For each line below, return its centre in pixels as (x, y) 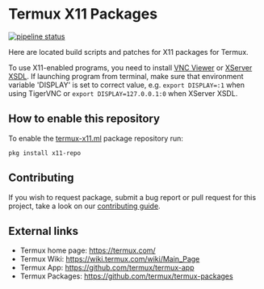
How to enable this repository (84, 119)
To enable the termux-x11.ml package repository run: (96, 138)
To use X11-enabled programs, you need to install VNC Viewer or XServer (130, 67)
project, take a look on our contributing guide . (84, 206)
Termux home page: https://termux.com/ (88, 250)
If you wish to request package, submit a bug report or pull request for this (132, 197)
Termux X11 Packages (83, 14)
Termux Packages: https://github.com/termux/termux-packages (126, 276)
